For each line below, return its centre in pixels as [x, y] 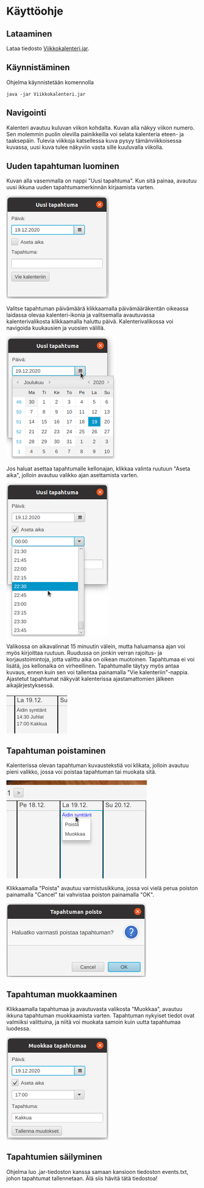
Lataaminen [29, 34]
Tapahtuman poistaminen [56, 751]
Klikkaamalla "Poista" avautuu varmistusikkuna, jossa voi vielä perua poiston [102, 888]
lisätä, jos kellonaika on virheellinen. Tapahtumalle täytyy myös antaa [93, 666]
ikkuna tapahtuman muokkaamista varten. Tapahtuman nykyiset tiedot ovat [100, 1016]
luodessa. [19, 1029]
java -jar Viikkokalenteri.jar [46, 94]
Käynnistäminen [38, 67]
